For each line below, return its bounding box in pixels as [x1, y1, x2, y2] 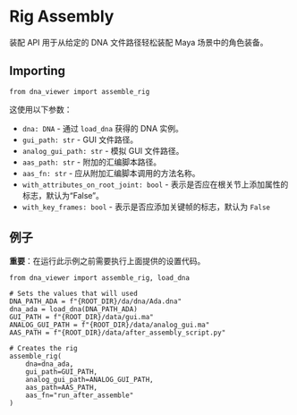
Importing [9, 64, 65, 79]
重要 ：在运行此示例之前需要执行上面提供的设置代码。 [9, 255, 206, 266]
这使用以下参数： [9, 104, 72, 114]
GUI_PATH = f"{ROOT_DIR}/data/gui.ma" [9, 312, 154, 321]
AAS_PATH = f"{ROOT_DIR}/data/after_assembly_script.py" [9, 328, 226, 337]
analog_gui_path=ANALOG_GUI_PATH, [25, 375, 154, 384]
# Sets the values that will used [9, 289, 139, 298]
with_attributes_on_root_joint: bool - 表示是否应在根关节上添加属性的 [21, 179, 289, 190]
